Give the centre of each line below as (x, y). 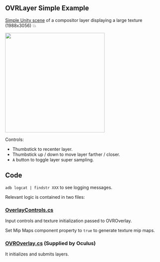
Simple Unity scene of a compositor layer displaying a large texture (74, 20)
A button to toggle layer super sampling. (53, 159)
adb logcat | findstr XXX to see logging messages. (59, 187)
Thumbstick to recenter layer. (42, 149)
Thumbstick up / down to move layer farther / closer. (66, 154)
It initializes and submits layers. (37, 254)
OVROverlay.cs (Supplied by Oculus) (50, 243)
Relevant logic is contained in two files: (45, 197)
